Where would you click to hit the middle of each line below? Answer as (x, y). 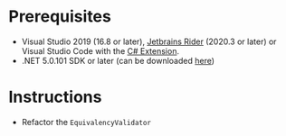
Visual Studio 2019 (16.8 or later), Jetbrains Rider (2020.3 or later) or (149, 41)
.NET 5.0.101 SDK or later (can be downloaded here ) (118, 60)
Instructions (55, 97)
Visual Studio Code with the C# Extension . (100, 50)
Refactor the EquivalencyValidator (86, 122)
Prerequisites (60, 17)
